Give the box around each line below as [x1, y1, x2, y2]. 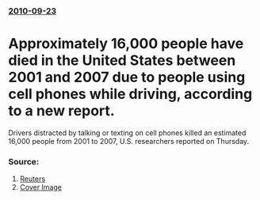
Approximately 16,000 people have [8, 35, 244, 53]
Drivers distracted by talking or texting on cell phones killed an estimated [8, 128, 247, 138]
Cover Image [19, 183, 62, 192]
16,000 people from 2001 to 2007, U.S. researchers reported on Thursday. [8, 136, 250, 145]
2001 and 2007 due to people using [8, 69, 246, 86]
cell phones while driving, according [8, 85, 253, 104]
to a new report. [8, 102, 115, 120]
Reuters [19, 174, 46, 183]
